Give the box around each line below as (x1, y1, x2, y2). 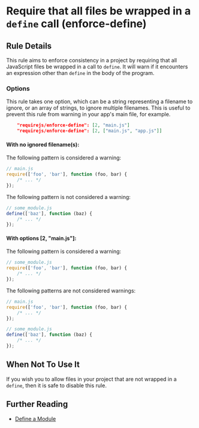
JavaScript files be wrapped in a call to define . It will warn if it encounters (6, 63, 188, 70)
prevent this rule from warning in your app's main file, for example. (6, 111, 171, 118)
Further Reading (6, 399, 68, 409)
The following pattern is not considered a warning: (6, 193, 131, 200)
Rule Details (6, 41, 52, 51)
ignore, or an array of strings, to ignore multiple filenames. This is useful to (6, 104, 191, 111)
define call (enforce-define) (6, 17, 147, 31)
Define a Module (14, 415, 56, 422)
